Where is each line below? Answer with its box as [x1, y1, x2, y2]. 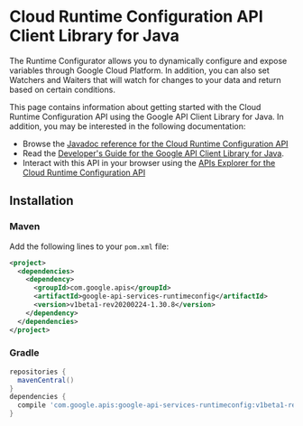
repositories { [9, 367, 67, 376]
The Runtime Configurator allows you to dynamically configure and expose [9, 55, 288, 66]
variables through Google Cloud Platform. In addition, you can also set [9, 65, 271, 76]
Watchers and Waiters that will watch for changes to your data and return [9, 74, 281, 85]
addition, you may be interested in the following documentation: [9, 120, 246, 132]
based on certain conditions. [9, 84, 115, 95]
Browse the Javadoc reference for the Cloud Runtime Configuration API [22, 138, 289, 149]
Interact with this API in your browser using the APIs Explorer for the [22, 157, 276, 168]
